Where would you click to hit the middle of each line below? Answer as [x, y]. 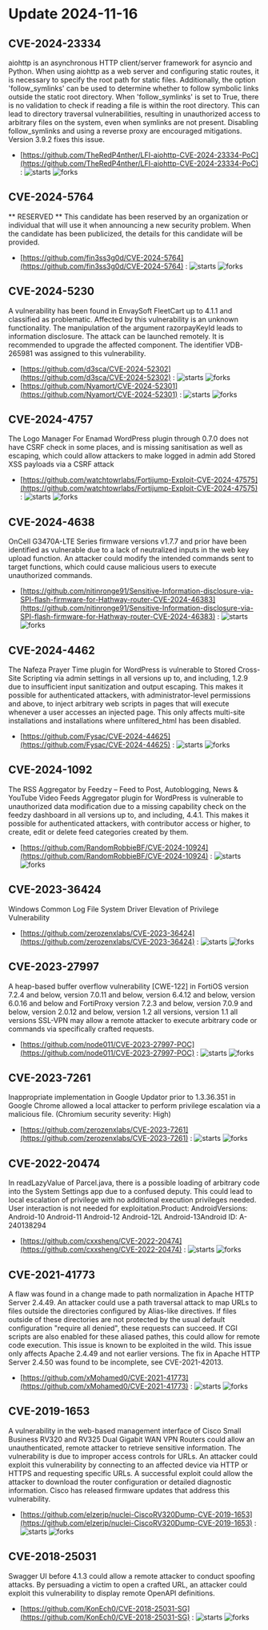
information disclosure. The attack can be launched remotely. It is [116, 336]
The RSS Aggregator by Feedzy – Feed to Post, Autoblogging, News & [123, 789]
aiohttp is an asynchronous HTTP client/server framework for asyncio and [130, 63]
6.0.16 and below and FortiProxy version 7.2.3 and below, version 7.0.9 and [131, 1003]
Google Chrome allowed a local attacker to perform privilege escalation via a [134, 1106]
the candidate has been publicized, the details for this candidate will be [126, 233]
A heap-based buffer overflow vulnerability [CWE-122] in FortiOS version [129, 986]
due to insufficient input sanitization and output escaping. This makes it [126, 687]
